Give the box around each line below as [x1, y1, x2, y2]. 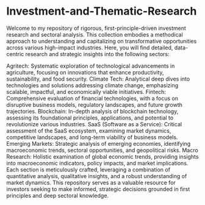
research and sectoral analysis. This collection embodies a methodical [6, 31, 183, 38]
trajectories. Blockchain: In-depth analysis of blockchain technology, [6, 107, 179, 115]
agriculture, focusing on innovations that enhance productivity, [6, 68, 164, 76]
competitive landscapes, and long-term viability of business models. [6, 133, 178, 141]
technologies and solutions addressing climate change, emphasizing [6, 81, 179, 89]
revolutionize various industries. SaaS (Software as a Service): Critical [6, 120, 182, 128]
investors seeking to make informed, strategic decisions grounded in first [6, 185, 190, 193]
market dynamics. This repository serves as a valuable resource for [6, 179, 176, 186]
